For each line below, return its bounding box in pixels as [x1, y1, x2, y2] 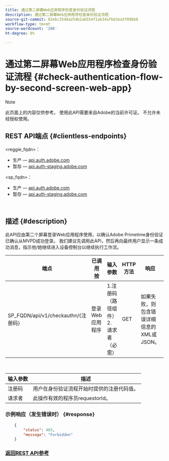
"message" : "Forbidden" [23, 432, 73, 437]
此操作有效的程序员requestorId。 [33, 394, 111, 401]
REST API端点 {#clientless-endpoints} [5, 132, 127, 140]
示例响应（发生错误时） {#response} [5, 411, 95, 418]
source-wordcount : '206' [5, 26, 57, 31]
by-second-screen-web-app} [5, 82, 132, 94]
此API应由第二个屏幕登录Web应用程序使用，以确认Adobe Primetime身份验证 [5, 231, 163, 237]
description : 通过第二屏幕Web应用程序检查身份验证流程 [5, 12, 109, 17]
